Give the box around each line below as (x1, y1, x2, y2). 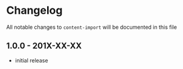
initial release (14, 56, 48, 64)
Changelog (6, 4, 63, 17)
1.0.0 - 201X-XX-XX (6, 41, 82, 51)
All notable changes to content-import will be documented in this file (6, 23, 177, 31)
